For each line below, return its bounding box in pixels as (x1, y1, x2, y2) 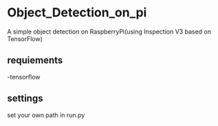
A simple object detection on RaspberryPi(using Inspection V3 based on (7, 27, 212, 36)
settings (7, 92, 43, 104)
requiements (7, 55, 63, 66)
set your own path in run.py (7, 111, 85, 119)
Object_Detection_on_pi (7, 5, 147, 21)
